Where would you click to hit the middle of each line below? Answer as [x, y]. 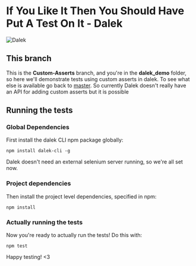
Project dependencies [39, 184]
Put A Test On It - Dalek [64, 23]
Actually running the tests [45, 222]
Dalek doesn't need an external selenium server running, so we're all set [94, 162]
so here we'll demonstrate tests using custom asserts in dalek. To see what [98, 79]
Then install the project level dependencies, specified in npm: [81, 196]
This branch [29, 58]
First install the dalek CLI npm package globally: [65, 140]
